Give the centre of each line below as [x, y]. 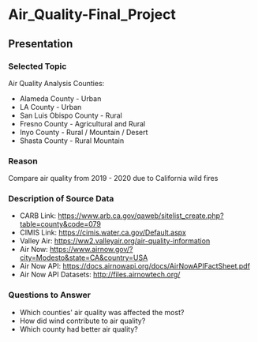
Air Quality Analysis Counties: [56, 83]
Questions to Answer [49, 295]
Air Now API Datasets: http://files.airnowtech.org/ [100, 275]
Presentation [41, 44]
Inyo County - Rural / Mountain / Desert [84, 132]
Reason [23, 161]
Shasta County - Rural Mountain [72, 141]
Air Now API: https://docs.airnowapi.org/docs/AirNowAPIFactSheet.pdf [135, 266]
